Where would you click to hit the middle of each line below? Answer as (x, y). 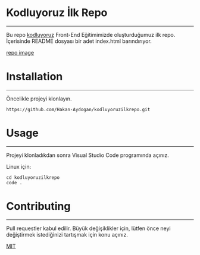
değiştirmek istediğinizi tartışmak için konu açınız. (67, 234)
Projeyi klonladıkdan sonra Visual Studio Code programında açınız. (87, 155)
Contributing (38, 206)
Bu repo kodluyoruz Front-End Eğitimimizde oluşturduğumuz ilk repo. (91, 34)
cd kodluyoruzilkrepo (33, 177)
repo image (20, 52)
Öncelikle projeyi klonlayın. (39, 99)
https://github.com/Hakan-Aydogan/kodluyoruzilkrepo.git (78, 109)
